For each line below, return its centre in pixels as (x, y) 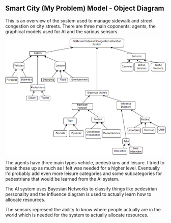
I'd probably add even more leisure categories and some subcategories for (84, 174)
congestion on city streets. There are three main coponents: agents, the (81, 26)
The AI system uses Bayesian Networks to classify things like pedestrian (81, 189)
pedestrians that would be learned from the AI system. (62, 179)
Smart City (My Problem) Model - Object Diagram (85, 8)
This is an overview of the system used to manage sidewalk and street (79, 20)
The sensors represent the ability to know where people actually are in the (83, 210)
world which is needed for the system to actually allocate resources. (77, 215)
